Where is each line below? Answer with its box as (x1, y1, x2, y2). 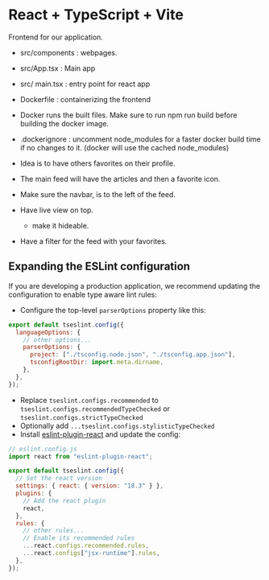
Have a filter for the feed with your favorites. (19, 236, 168, 246)
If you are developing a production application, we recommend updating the (8, 281, 260, 290)
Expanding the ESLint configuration (8, 260, 191, 274)
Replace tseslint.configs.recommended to (19, 395, 159, 405)
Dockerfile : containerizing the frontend (19, 94, 151, 104)
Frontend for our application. (8, 32, 103, 42)
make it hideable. (31, 220, 89, 230)
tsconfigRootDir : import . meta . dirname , (29, 358, 163, 367)
